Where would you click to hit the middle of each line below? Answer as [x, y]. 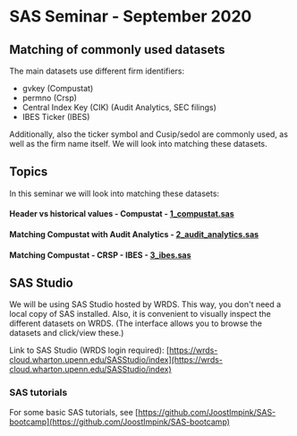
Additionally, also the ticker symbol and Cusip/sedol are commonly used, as [149, 134]
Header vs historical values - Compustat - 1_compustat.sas [122, 214]
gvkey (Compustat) [58, 88]
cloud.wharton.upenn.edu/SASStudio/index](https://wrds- [116, 360]
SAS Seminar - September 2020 [131, 17]
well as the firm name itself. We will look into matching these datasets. [139, 144]
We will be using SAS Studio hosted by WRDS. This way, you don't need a [145, 304]
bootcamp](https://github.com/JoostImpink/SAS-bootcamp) [120, 422]
